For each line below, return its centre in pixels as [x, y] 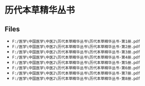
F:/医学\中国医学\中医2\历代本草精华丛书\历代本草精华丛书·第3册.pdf [76, 52]
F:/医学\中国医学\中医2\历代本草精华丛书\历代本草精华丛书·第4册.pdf [76, 57]
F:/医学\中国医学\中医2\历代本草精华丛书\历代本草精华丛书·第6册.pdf [76, 68]
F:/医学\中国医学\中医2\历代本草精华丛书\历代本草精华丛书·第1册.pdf [76, 41]
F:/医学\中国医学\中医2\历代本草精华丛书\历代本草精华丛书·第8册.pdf [76, 78]
